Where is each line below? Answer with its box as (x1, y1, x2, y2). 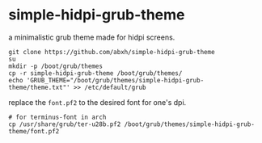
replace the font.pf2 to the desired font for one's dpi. (8, 97, 187, 107)
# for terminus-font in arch (8, 113, 107, 121)
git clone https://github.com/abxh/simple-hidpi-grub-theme (8, 48, 216, 56)
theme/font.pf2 (8, 127, 60, 135)
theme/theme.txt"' (8, 83, 70, 91)
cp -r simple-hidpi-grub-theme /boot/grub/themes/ (8, 69, 183, 78)
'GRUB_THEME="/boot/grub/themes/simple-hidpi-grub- (26, 76, 205, 84)
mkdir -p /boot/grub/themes (8, 62, 104, 70)
